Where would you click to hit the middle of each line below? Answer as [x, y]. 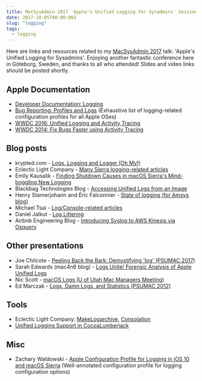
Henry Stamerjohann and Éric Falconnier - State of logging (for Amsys [102, 195]
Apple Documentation [48, 89]
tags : [13, 29]
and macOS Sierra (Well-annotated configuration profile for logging [98, 365]
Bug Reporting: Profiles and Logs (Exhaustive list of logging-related [98, 110]
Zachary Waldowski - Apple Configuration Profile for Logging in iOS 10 [102, 359]
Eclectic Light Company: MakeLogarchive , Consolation [83, 319]
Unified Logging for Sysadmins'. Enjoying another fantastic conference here [100, 58]
